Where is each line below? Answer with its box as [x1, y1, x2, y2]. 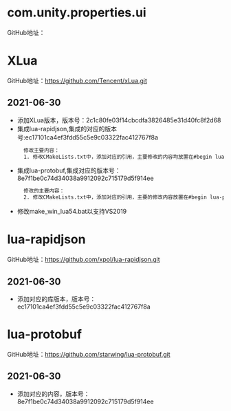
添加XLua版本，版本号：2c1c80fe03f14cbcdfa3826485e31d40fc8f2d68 [16, 115, 221, 124]
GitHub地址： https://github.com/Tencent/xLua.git [7, 76, 148, 85]
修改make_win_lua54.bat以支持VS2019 [16, 208, 127, 216]
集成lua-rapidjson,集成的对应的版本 [16, 124, 117, 133]
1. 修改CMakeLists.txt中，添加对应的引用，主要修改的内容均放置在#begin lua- [23, 153, 228, 160]
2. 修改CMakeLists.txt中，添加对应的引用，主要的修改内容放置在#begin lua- [23, 194, 223, 201]
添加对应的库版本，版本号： [16, 294, 96, 303]
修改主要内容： [23, 146, 60, 154]
